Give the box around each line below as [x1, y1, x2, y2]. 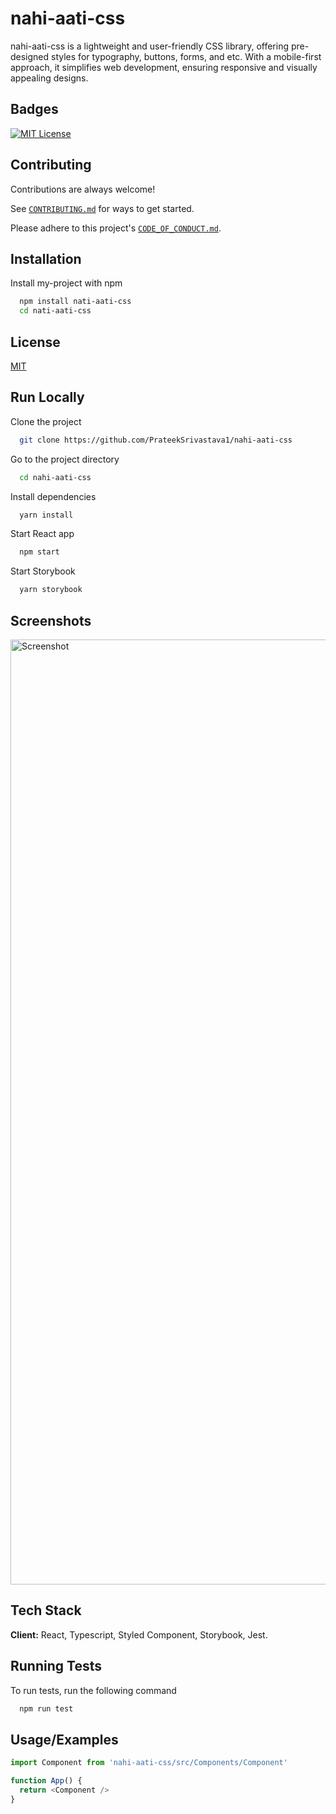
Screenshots [10, 612, 92, 629]
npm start [19, 547, 60, 557]
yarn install [19, 510, 74, 520]
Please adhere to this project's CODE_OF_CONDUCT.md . [10, 222, 222, 234]
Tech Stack [10, 1602, 82, 1619]
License [10, 333, 61, 351]
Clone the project [10, 415, 82, 427]
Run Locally [10, 389, 85, 406]
